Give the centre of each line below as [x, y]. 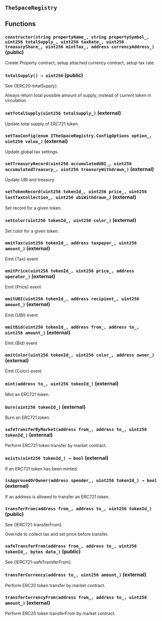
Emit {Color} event [23, 371]
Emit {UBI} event [22, 315]
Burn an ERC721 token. [28, 417]
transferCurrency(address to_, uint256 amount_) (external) [76, 575]
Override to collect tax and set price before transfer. [57, 534]
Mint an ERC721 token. [27, 394]
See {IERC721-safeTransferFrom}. [39, 562]
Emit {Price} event [23, 287]
